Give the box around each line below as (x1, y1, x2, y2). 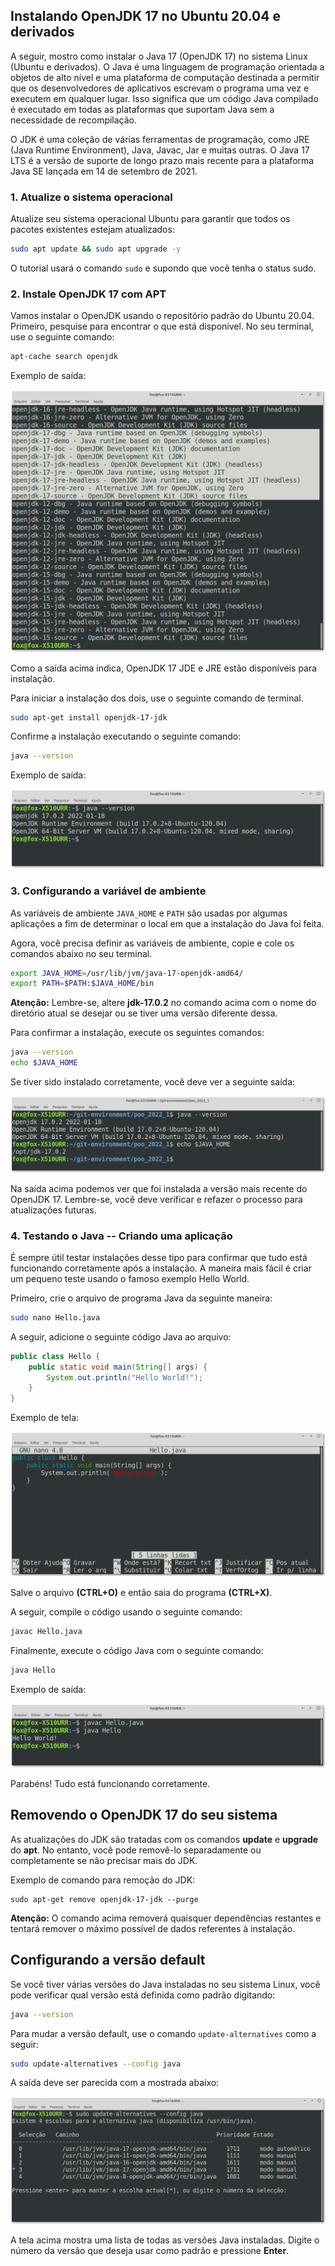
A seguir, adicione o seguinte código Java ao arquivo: (10, 1330, 232, 1343)
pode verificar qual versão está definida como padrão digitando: (10, 1989, 276, 2001)
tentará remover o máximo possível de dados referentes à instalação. (10, 1922, 296, 1934)
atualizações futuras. (10, 1204, 97, 1216)
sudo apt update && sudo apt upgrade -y (10, 244, 182, 254)
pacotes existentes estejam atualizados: (10, 224, 175, 236)
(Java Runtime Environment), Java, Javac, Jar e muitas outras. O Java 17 (10, 144, 310, 156)
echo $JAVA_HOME (10, 1058, 78, 1068)
